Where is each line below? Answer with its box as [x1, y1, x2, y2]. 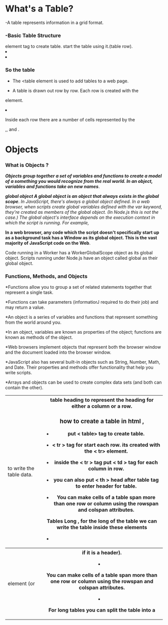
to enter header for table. [75, 483, 137, 490]
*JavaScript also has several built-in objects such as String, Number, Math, [5, 359, 160, 365]
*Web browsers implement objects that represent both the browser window [5, 344, 161, 350]
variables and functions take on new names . [5, 183, 100, 190]
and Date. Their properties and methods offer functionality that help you [5, 364, 153, 370]
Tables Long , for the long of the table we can [46, 518, 157, 525]
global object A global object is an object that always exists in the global [5, 193, 159, 199]
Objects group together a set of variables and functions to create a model [5, 173, 162, 179]
